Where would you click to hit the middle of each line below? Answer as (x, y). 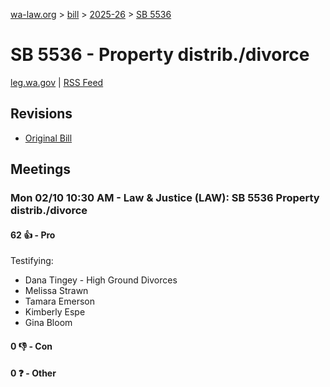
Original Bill (48, 138)
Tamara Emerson (60, 301)
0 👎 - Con (31, 346)
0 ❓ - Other (33, 373)
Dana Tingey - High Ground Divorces (101, 280)
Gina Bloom (48, 323)
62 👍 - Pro (33, 235)
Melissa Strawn (56, 291)
